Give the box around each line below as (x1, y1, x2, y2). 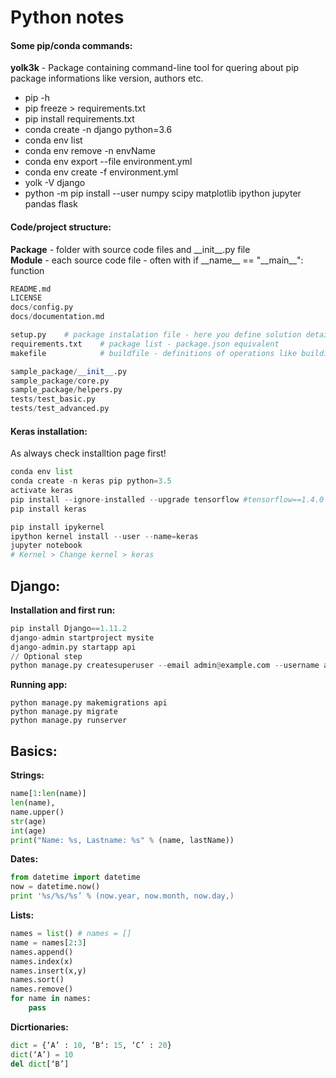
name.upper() (10, 807, 65, 817)
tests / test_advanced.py (10, 404, 110, 414)
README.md (10, 284, 52, 294)
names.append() (10, 947, 74, 957)
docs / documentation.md (10, 312, 105, 322)
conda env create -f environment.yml (24, 166, 179, 178)
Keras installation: (10, 425, 88, 437)
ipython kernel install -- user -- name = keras (10, 531, 199, 541)
